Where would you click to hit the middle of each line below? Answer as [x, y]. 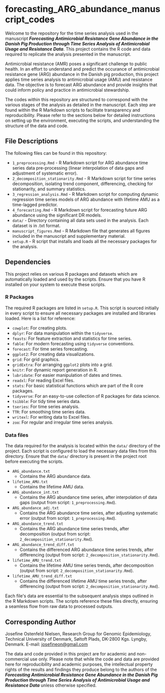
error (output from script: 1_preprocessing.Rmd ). [68, 518]
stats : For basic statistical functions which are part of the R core [78, 385]
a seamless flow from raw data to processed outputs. [59, 606]
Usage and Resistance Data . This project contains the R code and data [78, 49]
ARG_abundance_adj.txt [35, 508]
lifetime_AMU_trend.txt [37, 561]
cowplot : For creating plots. [40, 328]
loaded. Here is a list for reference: [40, 318]
